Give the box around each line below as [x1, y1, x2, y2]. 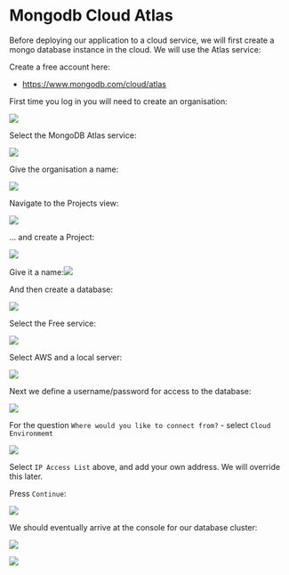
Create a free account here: [9, 61, 111, 72]
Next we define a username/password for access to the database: [9, 385, 252, 396]
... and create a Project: [9, 231, 95, 242]
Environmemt [9, 429, 53, 438]
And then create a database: [9, 284, 114, 295]
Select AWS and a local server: [9, 352, 123, 362]
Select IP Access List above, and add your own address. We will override [9, 461, 281, 472]
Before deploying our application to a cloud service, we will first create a [9, 35, 275, 45]
